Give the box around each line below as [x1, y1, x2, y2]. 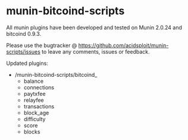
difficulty [23, 115, 46, 123]
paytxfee [23, 90, 46, 97]
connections [23, 83, 55, 91]
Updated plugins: [6, 60, 49, 67]
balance [23, 77, 43, 85]
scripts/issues [6, 48, 40, 55]
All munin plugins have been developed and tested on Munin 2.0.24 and [6, 24, 183, 31]
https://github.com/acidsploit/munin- [78, 42, 169, 49]
